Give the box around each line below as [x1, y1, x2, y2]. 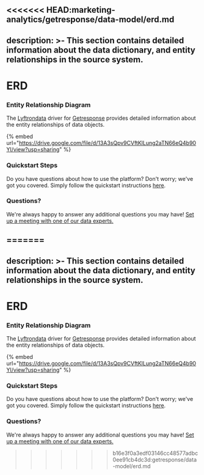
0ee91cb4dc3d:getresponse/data [112, 455, 197, 463]
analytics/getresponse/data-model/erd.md [6, 15, 175, 25]
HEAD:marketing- [46, 5, 116, 15]
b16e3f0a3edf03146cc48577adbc [112, 449, 199, 457]
